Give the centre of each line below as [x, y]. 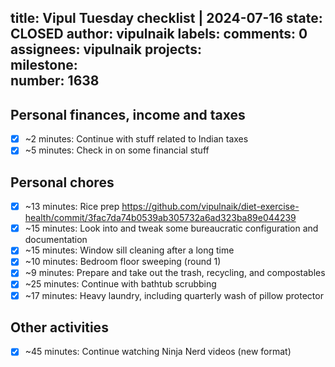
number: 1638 [55, 81]
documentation [56, 240]
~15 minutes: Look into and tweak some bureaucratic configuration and [171, 228]
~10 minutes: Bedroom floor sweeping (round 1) [123, 262]
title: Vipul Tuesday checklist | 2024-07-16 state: [166, 18]
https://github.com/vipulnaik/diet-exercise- [210, 207]
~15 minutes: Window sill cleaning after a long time [129, 250]
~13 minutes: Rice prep [72, 207]
